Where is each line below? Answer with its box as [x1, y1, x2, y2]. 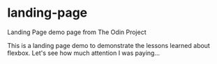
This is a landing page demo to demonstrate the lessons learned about [7, 41, 211, 49]
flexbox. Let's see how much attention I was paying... [7, 49, 160, 57]
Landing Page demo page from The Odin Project [7, 28, 147, 36]
